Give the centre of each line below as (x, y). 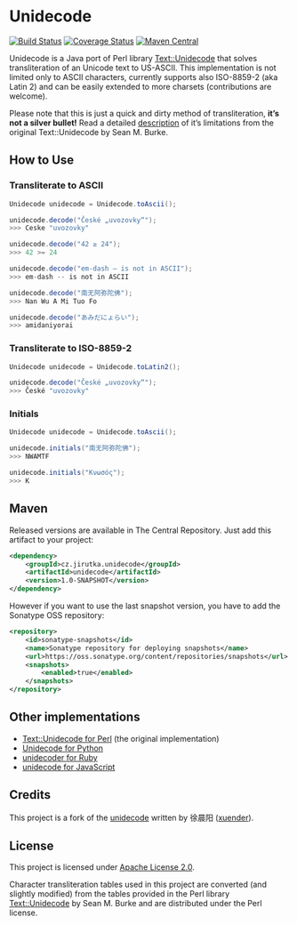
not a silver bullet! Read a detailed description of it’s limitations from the (141, 123)
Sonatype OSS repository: (57, 615)
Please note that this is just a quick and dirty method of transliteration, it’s (144, 113)
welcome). (28, 96)
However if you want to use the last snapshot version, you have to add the (145, 606)
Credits (30, 795)
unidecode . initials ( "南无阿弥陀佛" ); (75, 448)
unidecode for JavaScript (68, 767)
